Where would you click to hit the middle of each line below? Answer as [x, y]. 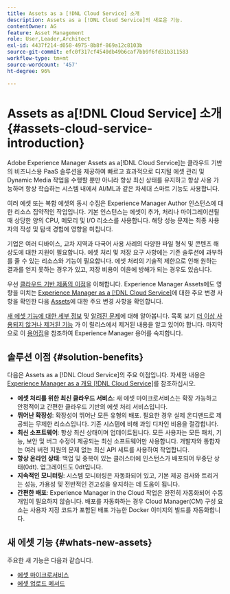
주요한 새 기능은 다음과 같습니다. [50, 560]
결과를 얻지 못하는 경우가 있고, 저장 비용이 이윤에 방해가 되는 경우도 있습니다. [110, 270]
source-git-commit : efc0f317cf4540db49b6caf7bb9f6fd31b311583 [98, 52]
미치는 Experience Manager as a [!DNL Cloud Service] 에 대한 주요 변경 [118, 293]
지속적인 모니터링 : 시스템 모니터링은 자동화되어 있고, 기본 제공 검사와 [108, 476]
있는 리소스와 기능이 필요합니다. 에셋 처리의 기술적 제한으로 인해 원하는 [123, 261]
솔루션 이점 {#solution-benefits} [76, 357]
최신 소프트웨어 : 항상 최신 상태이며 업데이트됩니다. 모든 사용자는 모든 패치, [116, 433]
